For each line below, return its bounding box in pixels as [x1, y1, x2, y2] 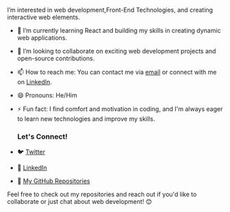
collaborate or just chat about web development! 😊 [7, 198, 152, 206]
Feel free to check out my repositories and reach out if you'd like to [7, 190, 197, 198]
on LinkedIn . [16, 78, 53, 86]
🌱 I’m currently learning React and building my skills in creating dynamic [16, 27, 221, 34]
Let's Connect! [16, 132, 68, 141]
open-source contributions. [16, 54, 95, 62]
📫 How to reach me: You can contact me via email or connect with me [16, 68, 218, 76]
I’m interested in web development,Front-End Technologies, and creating [7, 6, 214, 14]
